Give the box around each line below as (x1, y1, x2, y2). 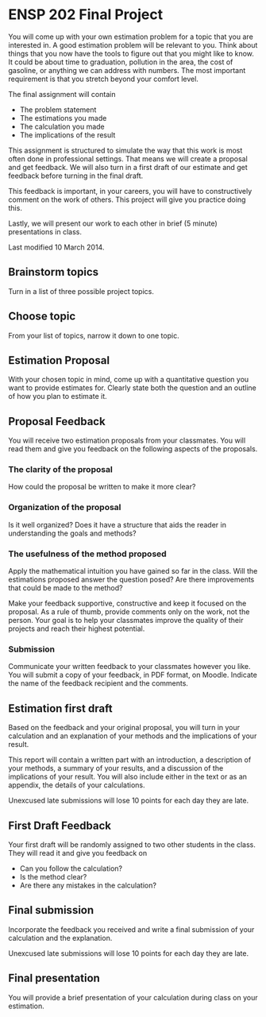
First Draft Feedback (8, 818, 111, 832)
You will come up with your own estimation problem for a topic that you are (8, 32, 254, 41)
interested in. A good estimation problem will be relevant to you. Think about (8, 40, 258, 49)
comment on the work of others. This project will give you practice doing (8, 195, 246, 204)
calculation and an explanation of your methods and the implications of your (8, 731, 257, 741)
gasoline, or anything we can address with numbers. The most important (8, 65, 246, 75)
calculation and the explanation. (8, 933, 113, 942)
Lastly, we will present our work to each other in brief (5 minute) (8, 218, 218, 228)
